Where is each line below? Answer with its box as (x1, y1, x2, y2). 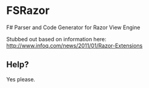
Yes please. (6, 75, 35, 83)
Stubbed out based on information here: (6, 35, 106, 42)
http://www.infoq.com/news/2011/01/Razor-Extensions (6, 42, 143, 49)
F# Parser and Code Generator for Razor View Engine (6, 24, 140, 31)
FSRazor (6, 4, 50, 18)
